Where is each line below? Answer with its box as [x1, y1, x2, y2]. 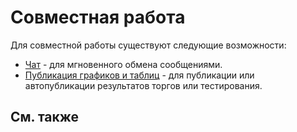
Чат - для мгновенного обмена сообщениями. [24, 58, 223, 70]
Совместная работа [10, 6, 186, 29]
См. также [10, 109, 80, 126]
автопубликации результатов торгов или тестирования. [24, 79, 263, 91]
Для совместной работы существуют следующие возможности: [10, 39, 287, 51]
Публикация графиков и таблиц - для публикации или [24, 69, 255, 81]
